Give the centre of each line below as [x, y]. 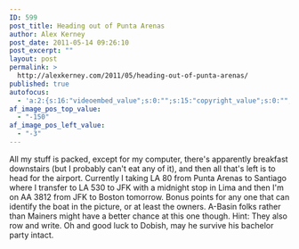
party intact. [32, 235]
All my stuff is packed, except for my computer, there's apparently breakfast [149, 159]
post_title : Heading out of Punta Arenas [87, 26]
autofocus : [29, 92]
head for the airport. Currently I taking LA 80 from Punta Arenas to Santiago [148, 178]
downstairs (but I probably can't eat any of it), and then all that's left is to [142, 168]
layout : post [33, 59]
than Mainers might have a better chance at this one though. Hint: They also [148, 216]
